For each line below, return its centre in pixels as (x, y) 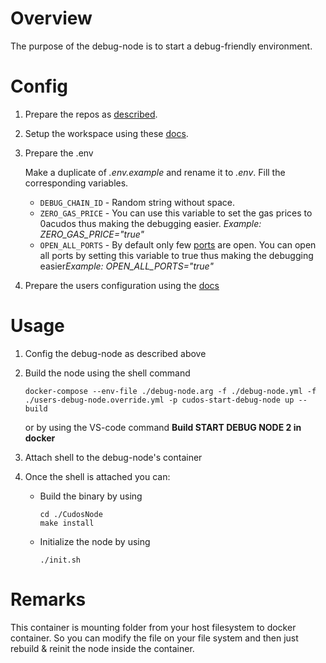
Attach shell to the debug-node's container (113, 457)
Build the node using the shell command (107, 373)
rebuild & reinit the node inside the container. (102, 648)
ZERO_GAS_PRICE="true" (92, 234)
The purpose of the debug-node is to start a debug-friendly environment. (161, 46)
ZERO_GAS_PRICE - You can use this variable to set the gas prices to (176, 213)
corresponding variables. (76, 183)
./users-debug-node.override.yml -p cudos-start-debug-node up (159, 400)
